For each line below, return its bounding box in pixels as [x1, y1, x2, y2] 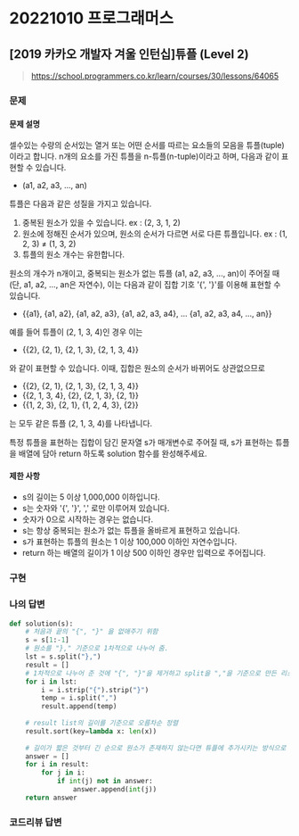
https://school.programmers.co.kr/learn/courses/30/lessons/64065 [30, 70, 279, 81]
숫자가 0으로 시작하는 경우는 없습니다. [21, 514, 154, 525]
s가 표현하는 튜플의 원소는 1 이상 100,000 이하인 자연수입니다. [21, 536, 238, 547]
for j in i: [41, 768, 86, 777]
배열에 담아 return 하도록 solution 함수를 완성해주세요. [18, 448, 207, 459]
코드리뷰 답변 [9, 815, 62, 828]
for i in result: [25, 760, 90, 769]
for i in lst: [25, 677, 77, 686]
